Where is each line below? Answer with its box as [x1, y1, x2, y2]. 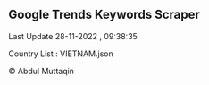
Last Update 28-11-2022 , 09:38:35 [8, 30, 138, 41]
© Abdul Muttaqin [8, 65, 75, 76]
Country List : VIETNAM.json [8, 48, 113, 59]
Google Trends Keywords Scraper [8, 7, 200, 22]
